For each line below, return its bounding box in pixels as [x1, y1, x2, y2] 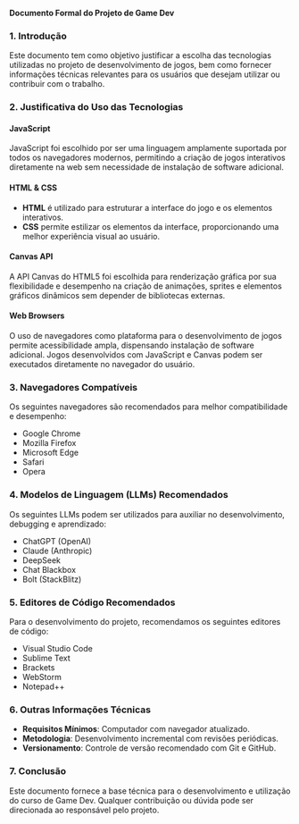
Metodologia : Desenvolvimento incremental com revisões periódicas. [21, 733, 279, 744]
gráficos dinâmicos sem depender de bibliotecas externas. [9, 290, 226, 300]
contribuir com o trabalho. [9, 79, 105, 89]
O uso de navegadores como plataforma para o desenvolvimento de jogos [9, 331, 283, 341]
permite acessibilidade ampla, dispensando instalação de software [9, 340, 254, 351]
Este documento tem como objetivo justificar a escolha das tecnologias [9, 50, 272, 61]
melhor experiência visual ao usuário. [21, 231, 161, 241]
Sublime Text [21, 652, 71, 663]
